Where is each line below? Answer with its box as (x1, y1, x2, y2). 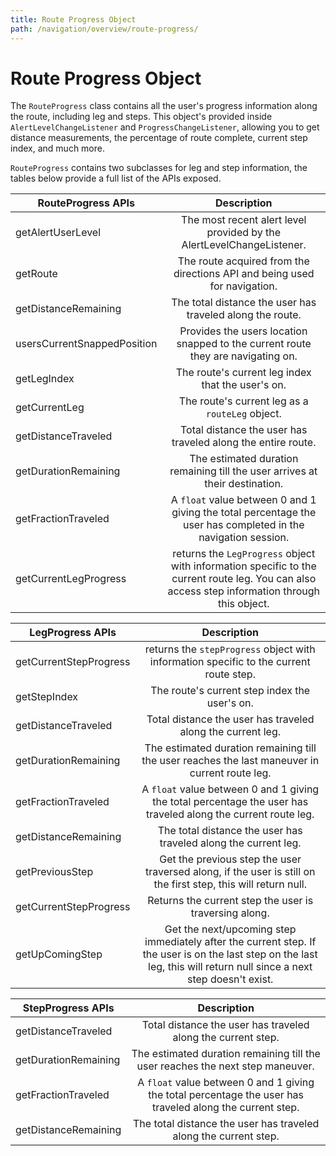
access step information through (167, 584, 321, 598)
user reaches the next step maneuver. (136, 1059, 315, 1073)
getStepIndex (15, 690, 79, 704)
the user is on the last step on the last (142, 947, 318, 961)
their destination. (204, 477, 284, 491)
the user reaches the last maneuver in (141, 754, 320, 768)
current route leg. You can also (171, 572, 317, 586)
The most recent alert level (181, 213, 307, 227)
